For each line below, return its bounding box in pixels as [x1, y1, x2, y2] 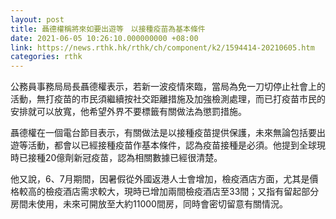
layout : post [10, 14, 65, 25]
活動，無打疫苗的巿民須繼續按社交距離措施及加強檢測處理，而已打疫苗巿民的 [10, 93, 326, 105]
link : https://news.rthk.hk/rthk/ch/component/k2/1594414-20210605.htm [10, 42, 315, 53]
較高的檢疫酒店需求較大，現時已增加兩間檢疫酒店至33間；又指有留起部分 [18, 186, 320, 198]
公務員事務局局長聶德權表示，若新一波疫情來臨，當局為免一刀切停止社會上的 [10, 81, 326, 93]
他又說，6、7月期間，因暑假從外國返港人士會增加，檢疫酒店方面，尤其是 [10, 173, 310, 185]
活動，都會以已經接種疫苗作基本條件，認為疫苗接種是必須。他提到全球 [27, 139, 317, 151]
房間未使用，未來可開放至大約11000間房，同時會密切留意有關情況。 [10, 198, 288, 210]
